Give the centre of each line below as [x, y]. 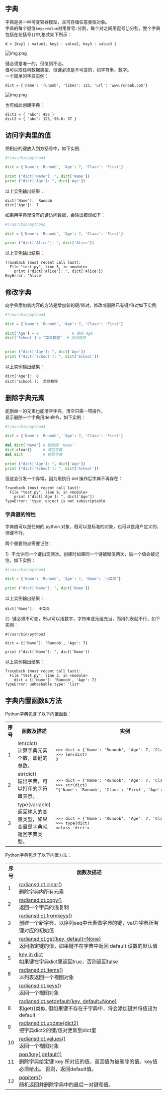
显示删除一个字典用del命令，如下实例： [45, 417]
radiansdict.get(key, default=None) [60, 939]
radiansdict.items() [41, 970]
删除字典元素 [25, 398]
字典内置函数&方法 [34, 701]
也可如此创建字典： [25, 105]
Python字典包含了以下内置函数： [39, 714]
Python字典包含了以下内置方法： [39, 855]
